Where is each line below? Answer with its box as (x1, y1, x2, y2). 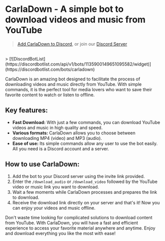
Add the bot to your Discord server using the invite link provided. (12, 173, 145, 179)
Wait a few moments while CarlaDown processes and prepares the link (12, 189, 158, 195)
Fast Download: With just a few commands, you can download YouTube (12, 119, 161, 125)
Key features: (5, 106, 48, 115)
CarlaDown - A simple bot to (5, 3, 124, 15)
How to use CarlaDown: (5, 160, 80, 169)
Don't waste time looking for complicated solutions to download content (5, 214, 153, 220)
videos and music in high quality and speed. (12, 124, 103, 130)
